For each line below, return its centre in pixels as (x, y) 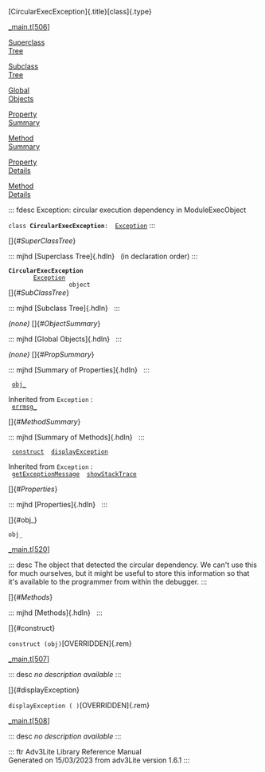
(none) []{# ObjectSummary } (55, 323)
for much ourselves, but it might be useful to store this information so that (129, 573)
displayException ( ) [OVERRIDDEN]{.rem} (79, 705)
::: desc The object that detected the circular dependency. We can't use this (132, 565)
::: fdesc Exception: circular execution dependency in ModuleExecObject (127, 210)
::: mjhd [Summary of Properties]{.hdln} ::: (79, 370)
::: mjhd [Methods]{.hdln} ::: (56, 612)
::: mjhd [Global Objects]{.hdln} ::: (65, 339)
